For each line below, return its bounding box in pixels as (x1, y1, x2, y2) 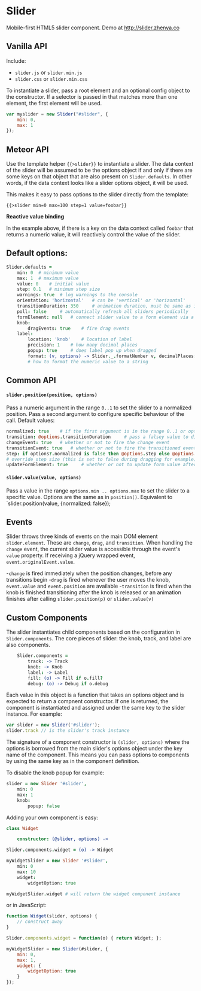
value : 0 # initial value (17, 281, 90, 287)
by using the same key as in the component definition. (6, 758, 139, 765)
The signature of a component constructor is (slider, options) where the (6, 738, 190, 746)
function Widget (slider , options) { (6, 913, 98, 919)
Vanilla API (6, 41, 48, 51)
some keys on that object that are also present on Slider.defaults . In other (6, 173, 192, 180)
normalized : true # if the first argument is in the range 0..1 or (6, 428, 186, 434)
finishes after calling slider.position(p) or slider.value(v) (6, 595, 154, 603)
